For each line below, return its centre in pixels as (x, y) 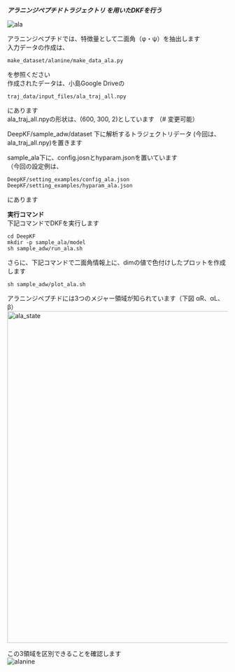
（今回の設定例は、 (35, 166)
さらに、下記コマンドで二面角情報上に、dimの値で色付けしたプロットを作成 (116, 262)
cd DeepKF (22, 236)
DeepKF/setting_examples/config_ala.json (69, 180)
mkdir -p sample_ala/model (47, 243)
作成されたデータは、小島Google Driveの (66, 83)
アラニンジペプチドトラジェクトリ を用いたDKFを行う (85, 10)
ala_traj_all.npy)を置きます (45, 143)
